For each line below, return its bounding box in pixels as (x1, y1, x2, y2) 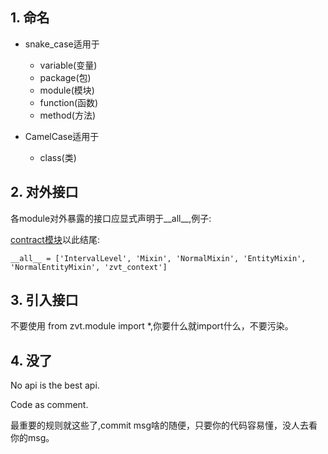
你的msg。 (10, 432, 55, 444)
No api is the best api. (10, 379, 100, 392)
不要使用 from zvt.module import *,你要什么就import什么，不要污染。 (10, 320, 294, 332)
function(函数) (39, 96, 99, 108)
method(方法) (39, 109, 97, 121)
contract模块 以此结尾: (10, 233, 101, 245)
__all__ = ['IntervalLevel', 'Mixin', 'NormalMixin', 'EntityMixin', (10, 253, 307, 263)
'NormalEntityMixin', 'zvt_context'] (10, 262, 168, 272)
